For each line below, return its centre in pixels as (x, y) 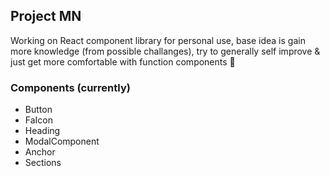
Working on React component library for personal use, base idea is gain (158, 40)
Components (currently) (70, 87)
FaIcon (39, 120)
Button (38, 110)
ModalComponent (62, 141)
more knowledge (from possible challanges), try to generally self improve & (165, 51)
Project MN (46, 16)
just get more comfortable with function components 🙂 (123, 61)
